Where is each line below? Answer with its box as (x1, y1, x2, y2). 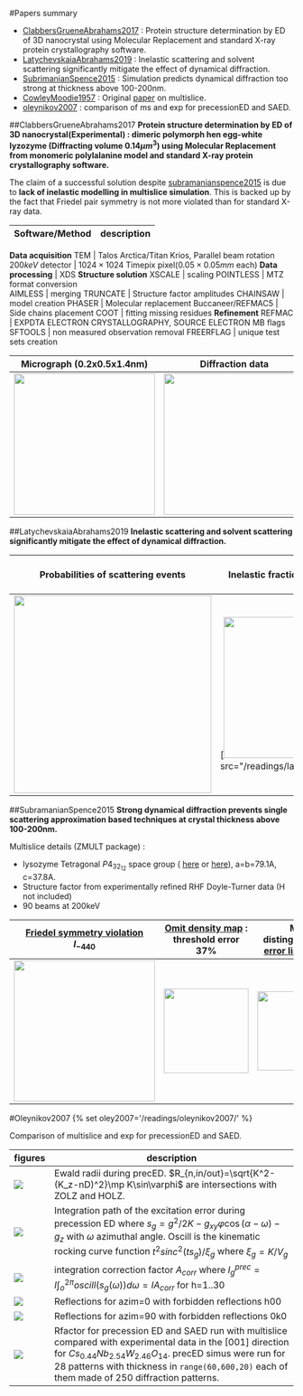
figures (14, 1151, 46, 1164)
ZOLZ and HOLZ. (53, 1189, 125, 1202)
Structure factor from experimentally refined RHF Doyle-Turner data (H (22, 881, 286, 892)
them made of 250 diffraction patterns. (53, 1372, 220, 1384)
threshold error (172, 932, 240, 945)
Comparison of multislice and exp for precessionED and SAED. (9, 1129, 242, 1141)
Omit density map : (164, 922, 248, 934)
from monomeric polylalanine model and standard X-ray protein (9, 149, 254, 161)
